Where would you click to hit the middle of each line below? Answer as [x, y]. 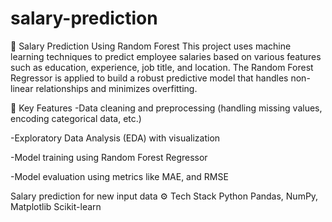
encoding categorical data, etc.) [76, 118]
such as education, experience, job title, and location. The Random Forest [162, 67]
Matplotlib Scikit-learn [56, 206]
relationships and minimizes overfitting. [116, 88]
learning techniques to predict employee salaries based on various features [166, 56]
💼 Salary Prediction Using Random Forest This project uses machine [151, 46]
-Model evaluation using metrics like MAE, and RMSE [119, 176]
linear [22, 88]
